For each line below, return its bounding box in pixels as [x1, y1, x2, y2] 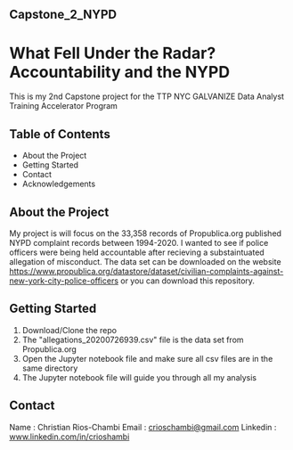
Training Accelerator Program [9, 101, 118, 111]
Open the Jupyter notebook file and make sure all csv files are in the [21, 353, 273, 364]
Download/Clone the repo [21, 324, 118, 335]
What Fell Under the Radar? [9, 43, 216, 63]
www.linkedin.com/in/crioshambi [9, 431, 130, 442]
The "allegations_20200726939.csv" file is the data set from [21, 334, 244, 345]
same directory [21, 363, 78, 373]
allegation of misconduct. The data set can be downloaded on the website [9, 256, 282, 266]
